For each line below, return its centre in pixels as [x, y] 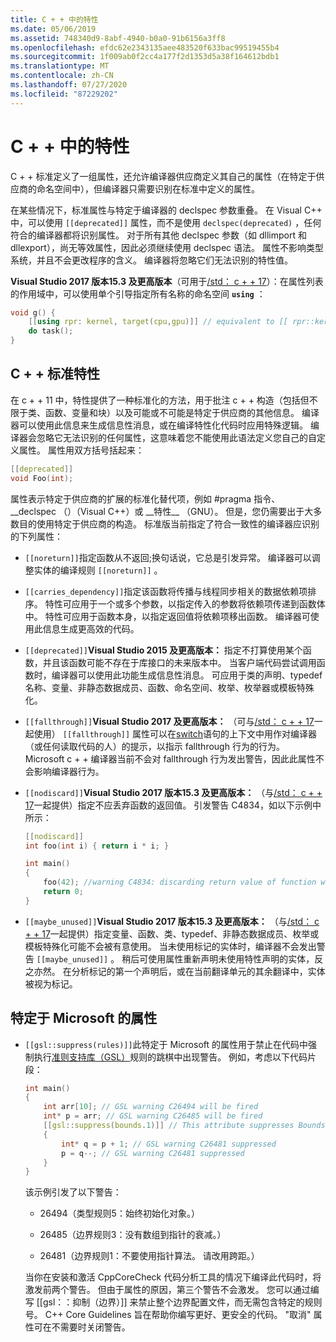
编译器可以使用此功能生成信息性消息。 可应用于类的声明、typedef [187, 675]
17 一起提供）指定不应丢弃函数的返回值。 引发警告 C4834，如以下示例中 [173, 805]
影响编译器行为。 [69, 771]
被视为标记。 [51, 983]
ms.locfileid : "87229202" [64, 94]
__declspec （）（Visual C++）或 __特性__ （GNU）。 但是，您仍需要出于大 [162, 511]
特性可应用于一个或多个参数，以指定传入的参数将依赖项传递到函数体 [185, 603]
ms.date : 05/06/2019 [53, 29]
